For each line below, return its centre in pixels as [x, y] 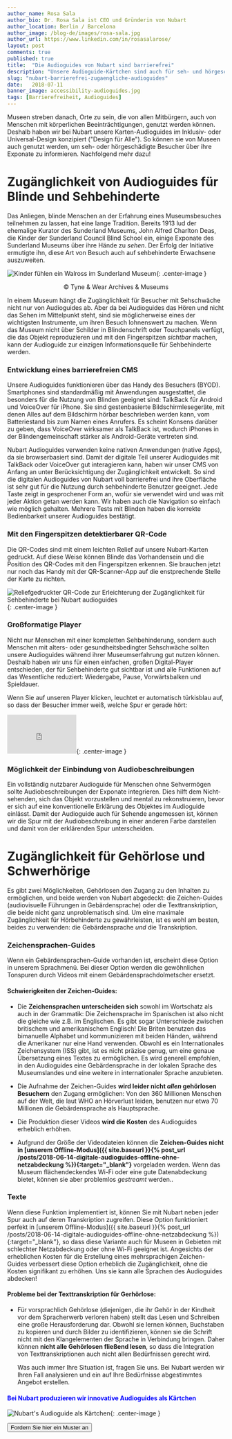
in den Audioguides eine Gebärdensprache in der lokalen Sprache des [117, 1065]
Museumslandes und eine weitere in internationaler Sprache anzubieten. [120, 1072]
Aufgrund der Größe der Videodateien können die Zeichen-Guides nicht [120, 1142]
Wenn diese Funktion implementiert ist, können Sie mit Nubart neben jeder [113, 1212]
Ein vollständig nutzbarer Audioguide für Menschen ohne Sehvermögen [109, 785]
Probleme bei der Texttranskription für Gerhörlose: [82, 1294]
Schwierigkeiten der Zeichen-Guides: [62, 991]
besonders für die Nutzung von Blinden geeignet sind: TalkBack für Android [115, 400]
